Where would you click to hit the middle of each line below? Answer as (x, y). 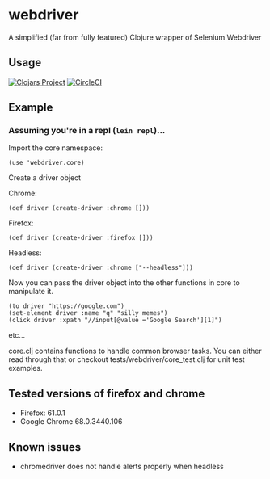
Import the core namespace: (56, 148)
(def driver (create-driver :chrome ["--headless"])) (101, 268)
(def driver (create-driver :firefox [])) (81, 238)
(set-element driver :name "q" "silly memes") (88, 313)
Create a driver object (45, 178)
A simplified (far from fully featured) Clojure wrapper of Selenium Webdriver (135, 37)
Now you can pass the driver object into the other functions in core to (124, 283)
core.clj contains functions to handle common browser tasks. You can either (135, 351)
